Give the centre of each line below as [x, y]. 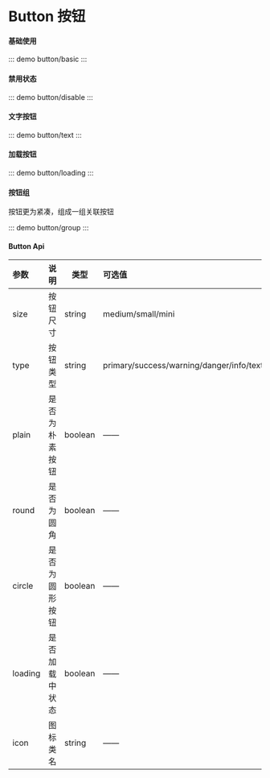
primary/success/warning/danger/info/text [183, 366]
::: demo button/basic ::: [48, 59]
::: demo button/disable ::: [51, 97]
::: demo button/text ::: [45, 134]
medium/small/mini [139, 314]
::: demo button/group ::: [49, 228]
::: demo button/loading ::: [51, 173]
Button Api [27, 246]
